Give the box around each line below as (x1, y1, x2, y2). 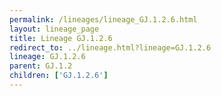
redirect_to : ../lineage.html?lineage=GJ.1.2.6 (9, 42, 212, 53)
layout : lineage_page (9, 24, 100, 34)
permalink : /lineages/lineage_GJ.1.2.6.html (9, 14, 198, 25)
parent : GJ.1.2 (9, 61, 73, 71)
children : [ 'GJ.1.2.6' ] (9, 71, 109, 81)
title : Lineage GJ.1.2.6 (9, 33, 113, 43)
